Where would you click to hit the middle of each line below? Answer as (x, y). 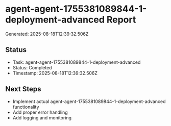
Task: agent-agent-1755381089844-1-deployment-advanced (77, 62)
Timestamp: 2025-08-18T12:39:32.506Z (55, 73)
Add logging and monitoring (42, 117)
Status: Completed (32, 67)
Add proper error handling (40, 112)
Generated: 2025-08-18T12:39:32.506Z (47, 34)
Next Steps (23, 89)
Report (121, 20)
